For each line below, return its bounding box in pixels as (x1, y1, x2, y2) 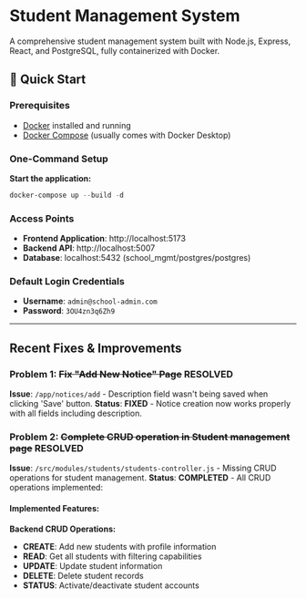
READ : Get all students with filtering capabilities (22, 551, 202, 562)
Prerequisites (9, 99, 70, 112)
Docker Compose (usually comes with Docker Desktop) (22, 129, 231, 140)
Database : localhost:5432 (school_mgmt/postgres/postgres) (22, 253, 251, 263)
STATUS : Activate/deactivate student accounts (22, 580, 200, 591)
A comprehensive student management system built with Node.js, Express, (9, 36, 291, 46)
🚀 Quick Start (9, 72, 87, 88)
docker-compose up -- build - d (9, 191, 125, 200)
